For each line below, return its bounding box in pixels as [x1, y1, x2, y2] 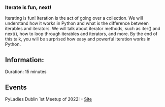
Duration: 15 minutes [5, 69, 47, 75]
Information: [5, 56, 44, 64]
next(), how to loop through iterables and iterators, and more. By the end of [5, 31, 158, 37]
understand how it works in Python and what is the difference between [5, 20, 149, 26]
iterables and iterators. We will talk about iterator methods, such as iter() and [5, 26, 161, 32]
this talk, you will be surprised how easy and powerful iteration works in [5, 36, 151, 42]
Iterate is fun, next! [5, 4, 52, 11]
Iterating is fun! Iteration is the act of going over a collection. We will [5, 15, 143, 21]
